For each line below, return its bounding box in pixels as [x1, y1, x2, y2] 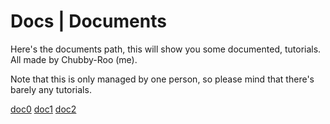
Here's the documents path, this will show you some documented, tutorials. [10, 43, 322, 55]
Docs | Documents [10, 10, 167, 33]
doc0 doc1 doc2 [10, 103, 77, 115]
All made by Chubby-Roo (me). [10, 53, 138, 65]
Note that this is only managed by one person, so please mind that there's [10, 73, 315, 85]
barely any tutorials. [10, 83, 92, 95]
